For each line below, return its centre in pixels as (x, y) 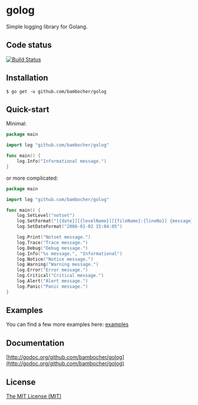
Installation (27, 78)
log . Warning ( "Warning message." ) (58, 265)
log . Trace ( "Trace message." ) (52, 242)
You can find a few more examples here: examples (67, 324)
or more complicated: (32, 178)
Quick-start (28, 109)
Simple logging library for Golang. (47, 27)
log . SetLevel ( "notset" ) (46, 216)
